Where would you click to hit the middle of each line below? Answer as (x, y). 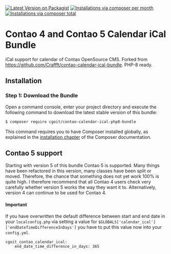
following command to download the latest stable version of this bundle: (81, 112)
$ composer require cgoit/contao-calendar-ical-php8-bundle (71, 122)
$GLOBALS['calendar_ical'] (127, 222)
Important (16, 204)
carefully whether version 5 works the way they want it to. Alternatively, (81, 187)
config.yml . (17, 232)
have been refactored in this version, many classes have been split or (79, 171)
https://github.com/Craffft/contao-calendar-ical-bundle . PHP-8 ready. (79, 65)
